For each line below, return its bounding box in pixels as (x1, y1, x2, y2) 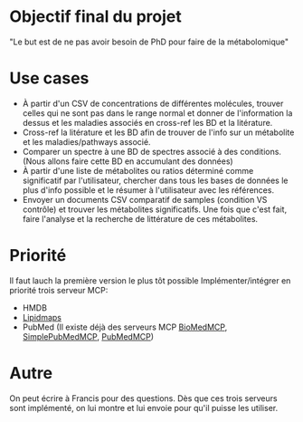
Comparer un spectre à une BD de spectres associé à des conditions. (22, 146, 282, 157)
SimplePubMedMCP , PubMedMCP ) (22, 331, 155, 341)
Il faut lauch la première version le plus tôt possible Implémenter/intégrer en (9, 274, 291, 286)
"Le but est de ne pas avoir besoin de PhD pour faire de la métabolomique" (9, 36, 289, 47)
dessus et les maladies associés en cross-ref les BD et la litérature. (22, 117, 273, 128)
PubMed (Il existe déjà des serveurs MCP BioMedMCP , (22, 321, 228, 332)
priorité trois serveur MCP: (9, 284, 109, 295)
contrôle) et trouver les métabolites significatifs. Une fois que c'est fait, (22, 204, 288, 215)
